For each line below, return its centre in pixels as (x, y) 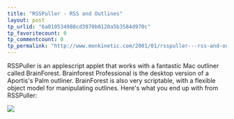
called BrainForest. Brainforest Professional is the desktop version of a (108, 73)
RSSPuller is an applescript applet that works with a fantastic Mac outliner (113, 66)
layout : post (26, 20)
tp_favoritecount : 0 (37, 33)
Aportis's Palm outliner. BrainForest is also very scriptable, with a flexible (111, 80)
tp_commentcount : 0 (36, 40)
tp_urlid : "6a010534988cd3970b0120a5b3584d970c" (79, 26)
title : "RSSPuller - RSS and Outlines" (65, 14)
